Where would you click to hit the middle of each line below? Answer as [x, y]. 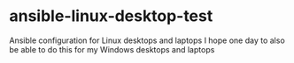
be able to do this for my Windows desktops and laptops [112, 49]
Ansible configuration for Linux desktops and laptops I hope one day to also [147, 40]
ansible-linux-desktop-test [111, 16]
